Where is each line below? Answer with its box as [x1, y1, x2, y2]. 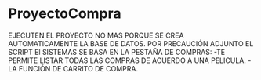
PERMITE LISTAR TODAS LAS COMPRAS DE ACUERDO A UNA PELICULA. [8, 56, 247, 65]
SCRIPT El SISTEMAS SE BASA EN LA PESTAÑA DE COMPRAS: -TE [8, 47, 226, 56]
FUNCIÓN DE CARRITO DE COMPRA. [18, 64, 139, 73]
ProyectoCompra [8, 5, 121, 23]
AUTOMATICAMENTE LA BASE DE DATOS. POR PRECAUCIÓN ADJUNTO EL [8, 38, 254, 48]
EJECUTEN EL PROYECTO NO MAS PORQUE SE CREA [8, 31, 184, 40]
